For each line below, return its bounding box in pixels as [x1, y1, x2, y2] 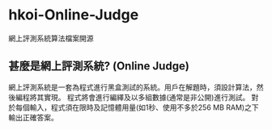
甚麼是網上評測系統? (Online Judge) [8, 59, 190, 73]
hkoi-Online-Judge [8, 6, 139, 24]
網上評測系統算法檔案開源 [8, 33, 94, 43]
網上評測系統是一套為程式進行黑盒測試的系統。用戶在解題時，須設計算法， [8, 82, 257, 92]
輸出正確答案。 [8, 112, 58, 122]
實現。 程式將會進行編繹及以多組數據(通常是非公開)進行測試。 [43, 92, 250, 102]
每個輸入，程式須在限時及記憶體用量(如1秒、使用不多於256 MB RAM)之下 [15, 103, 259, 112]
